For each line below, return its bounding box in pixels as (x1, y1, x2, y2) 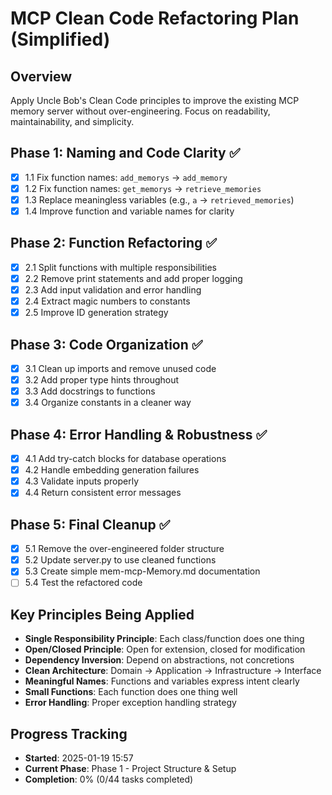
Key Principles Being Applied (10, 606, 195, 623)
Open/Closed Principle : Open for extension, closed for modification (24, 643, 306, 656)
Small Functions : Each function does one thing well (24, 686, 238, 698)
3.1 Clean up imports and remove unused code (24, 363, 217, 374)
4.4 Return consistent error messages (24, 487, 182, 499)
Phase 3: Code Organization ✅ (10, 336, 203, 353)
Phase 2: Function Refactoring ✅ (10, 235, 218, 252)
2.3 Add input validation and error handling (24, 284, 202, 296)
